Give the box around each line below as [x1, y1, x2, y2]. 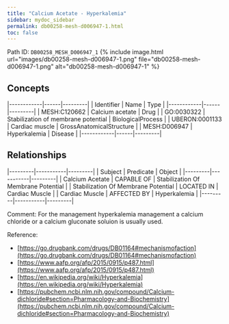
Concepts [7, 82, 50, 94]
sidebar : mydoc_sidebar [7, 16, 75, 23]
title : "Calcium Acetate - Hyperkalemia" [7, 10, 127, 17]
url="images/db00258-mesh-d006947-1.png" [7, 55, 137, 64]
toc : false [7, 29, 38, 36]
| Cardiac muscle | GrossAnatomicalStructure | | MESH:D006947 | [7, 123, 193, 131]
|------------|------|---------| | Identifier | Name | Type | [7, 101, 165, 109]
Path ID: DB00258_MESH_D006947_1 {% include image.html [7, 48, 164, 56]
